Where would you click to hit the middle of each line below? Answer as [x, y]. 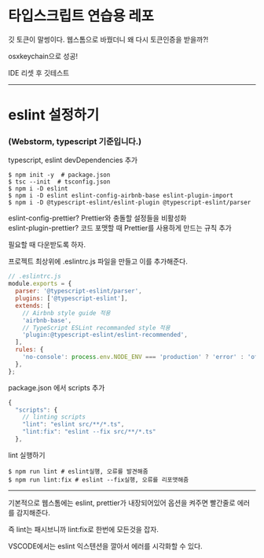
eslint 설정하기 [54, 115]
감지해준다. [33, 512]
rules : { [29, 350]
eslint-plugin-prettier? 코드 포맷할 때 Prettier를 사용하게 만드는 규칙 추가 [120, 228]
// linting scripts [54, 417]
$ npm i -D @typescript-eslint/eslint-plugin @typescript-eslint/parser [130, 203]
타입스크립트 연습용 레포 [81, 16]
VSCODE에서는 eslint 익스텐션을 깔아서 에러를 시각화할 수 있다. [105, 546]
